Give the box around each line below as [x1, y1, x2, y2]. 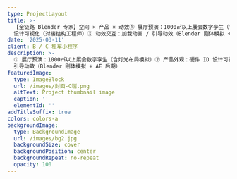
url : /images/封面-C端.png [13, 82, 90, 89]
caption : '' [13, 96, 49, 103]
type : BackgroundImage [13, 128, 80, 135]
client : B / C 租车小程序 [7, 43, 78, 50]
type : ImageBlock [13, 75, 65, 83]
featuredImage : [7, 69, 52, 76]
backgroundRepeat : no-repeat [13, 154, 99, 162]
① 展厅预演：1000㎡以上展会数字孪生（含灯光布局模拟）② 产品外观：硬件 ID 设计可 [13, 56, 229, 63]
